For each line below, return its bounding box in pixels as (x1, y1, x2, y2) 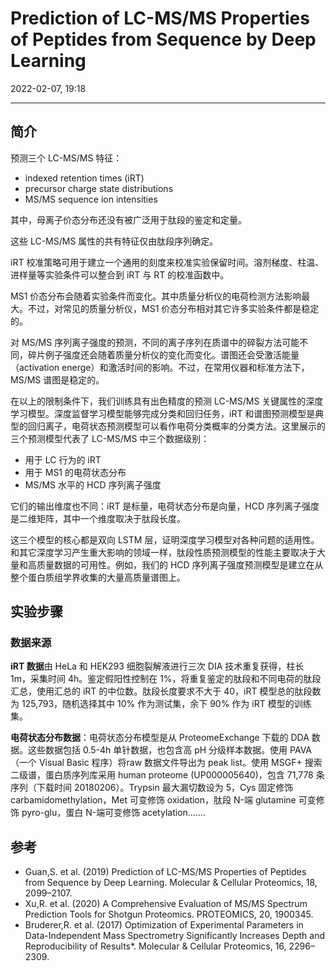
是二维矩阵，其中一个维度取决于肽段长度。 (10, 512, 186, 524)
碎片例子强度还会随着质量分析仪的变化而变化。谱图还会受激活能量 (27, 348, 300, 361)
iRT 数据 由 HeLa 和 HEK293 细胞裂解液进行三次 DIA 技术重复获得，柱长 (10, 660, 305, 672)
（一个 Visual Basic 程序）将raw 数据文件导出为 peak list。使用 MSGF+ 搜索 (10, 757, 323, 769)
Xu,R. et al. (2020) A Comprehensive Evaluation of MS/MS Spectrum (24, 898, 308, 910)
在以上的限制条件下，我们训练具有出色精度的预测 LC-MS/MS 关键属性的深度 (10, 395, 324, 407)
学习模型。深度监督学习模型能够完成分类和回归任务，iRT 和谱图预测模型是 (10, 407, 316, 419)
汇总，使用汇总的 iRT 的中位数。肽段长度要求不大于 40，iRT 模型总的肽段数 (10, 685, 322, 697)
